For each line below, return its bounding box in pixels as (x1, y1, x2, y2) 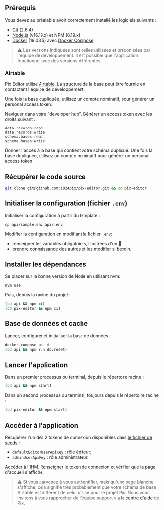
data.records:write (5, 130, 45, 135)
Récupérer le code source (5, 172, 86, 181)
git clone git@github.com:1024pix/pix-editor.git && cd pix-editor (5, 186, 147, 191)
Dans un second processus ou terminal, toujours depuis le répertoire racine (5, 392, 159, 398)
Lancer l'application (5, 361, 68, 369)
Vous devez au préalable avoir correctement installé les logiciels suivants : (5, 17, 157, 23)
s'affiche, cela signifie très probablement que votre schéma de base (17, 484, 157, 490)
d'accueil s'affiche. (5, 469, 44, 475)
